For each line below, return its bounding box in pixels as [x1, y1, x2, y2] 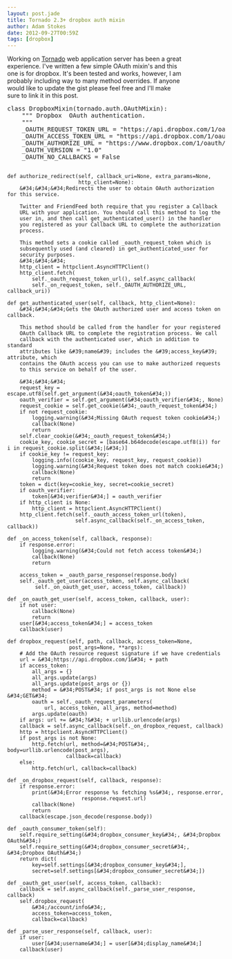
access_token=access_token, [32, 910, 113, 917]
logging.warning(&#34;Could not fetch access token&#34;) [32, 548, 202, 554]
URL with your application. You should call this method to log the [19, 209, 221, 216]
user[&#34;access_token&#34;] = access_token [19, 620, 153, 627]
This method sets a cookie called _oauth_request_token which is [19, 240, 212, 246]
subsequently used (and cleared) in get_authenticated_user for [19, 246, 209, 253]
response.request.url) [81, 795, 147, 802]
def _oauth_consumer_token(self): [7, 826, 107, 833]
